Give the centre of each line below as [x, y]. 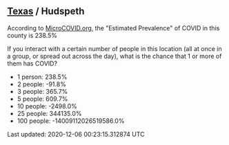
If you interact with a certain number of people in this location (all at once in [114, 48]
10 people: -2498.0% [47, 106]
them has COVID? [32, 63]
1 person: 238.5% [42, 77]
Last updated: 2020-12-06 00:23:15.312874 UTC [76, 134]
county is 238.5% [32, 35]
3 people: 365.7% [42, 91]
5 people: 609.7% [42, 99]
